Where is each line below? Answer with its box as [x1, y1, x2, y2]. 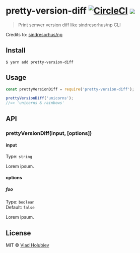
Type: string [6, 153, 32, 159]
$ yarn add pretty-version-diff [6, 60, 74, 65]
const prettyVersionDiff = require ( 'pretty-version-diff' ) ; [6, 86, 135, 92]
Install [6, 46, 26, 55]
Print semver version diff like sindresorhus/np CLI [18, 22, 121, 28]
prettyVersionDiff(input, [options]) [6, 129, 92, 136]
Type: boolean [6, 199, 35, 205]
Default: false [6, 205, 35, 211]
